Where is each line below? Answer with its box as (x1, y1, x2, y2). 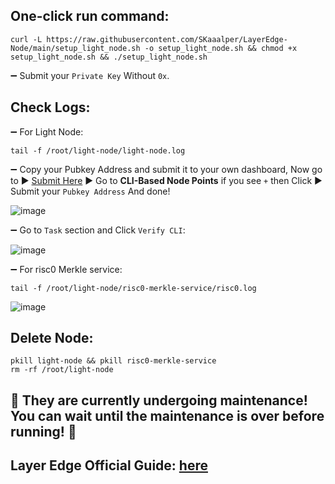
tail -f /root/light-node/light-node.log (10, 145, 186, 156)
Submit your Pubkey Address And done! (10, 185, 171, 197)
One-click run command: (10, 8, 170, 25)
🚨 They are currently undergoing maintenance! (10, 392, 308, 409)
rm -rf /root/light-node (10, 365, 114, 375)
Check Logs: (10, 99, 91, 116)
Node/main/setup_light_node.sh (10, 43, 141, 53)
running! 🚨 (10, 423, 77, 440)
